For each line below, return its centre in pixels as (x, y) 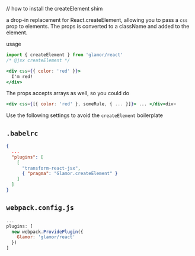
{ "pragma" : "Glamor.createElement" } (70, 174)
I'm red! (22, 76)
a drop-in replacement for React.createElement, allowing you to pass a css (97, 20)
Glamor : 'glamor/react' (46, 237)
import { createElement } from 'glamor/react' (65, 55)
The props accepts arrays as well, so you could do (68, 93)
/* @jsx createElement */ (38, 60)
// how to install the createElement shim (55, 9)
